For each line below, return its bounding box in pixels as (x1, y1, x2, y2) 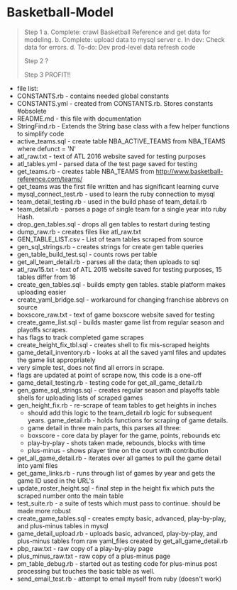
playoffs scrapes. (16, 325, 68, 334)
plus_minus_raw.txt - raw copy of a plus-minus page (16, 552, 171, 560)
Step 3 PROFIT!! (23, 70, 72, 79)
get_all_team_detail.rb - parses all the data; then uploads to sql (16, 257, 200, 266)
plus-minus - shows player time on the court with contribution (27, 446, 209, 454)
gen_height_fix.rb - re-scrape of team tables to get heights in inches (16, 400, 217, 409)
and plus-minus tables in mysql (16, 521, 109, 530)
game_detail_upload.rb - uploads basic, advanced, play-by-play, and (16, 529, 218, 537)
